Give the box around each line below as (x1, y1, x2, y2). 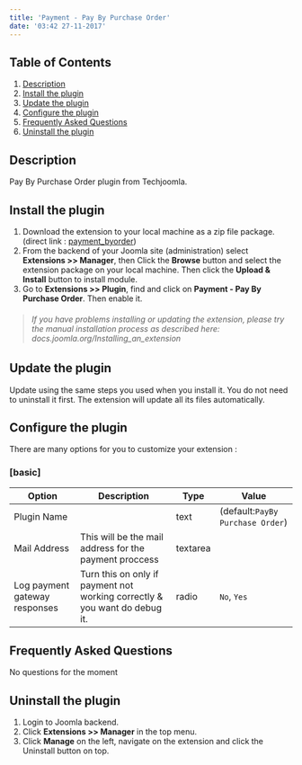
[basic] (9, 467, 41, 479)
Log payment (13, 579, 70, 592)
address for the (80, 541, 146, 554)
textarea (175, 541, 211, 554)
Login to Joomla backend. (22, 716, 120, 728)
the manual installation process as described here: (31, 323, 220, 334)
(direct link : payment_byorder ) (22, 236, 137, 246)
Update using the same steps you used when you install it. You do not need (9, 384, 289, 396)
